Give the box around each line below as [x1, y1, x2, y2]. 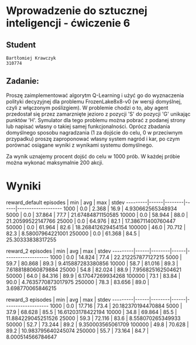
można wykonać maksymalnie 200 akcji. [6, 159, 104, 166]
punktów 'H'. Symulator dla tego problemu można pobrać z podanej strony [6, 116, 186, 123]
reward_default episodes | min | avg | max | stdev [6, 199, 125, 206]
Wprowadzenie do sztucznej [6, 4, 147, 18]
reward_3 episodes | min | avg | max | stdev [6, 296, 111, 303]
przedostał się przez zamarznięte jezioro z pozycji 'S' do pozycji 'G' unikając [6, 110, 191, 118]
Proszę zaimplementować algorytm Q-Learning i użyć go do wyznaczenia [6, 92, 184, 99]
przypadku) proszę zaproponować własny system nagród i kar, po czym [6, 135, 180, 142]
